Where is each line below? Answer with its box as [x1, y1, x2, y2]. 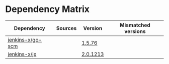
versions [124, 27, 146, 34]
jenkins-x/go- [8, 36, 42, 43]
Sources [56, 24, 77, 31]
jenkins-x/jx [8, 50, 37, 57]
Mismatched [120, 21, 151, 28]
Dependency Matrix [5, 3, 90, 15]
